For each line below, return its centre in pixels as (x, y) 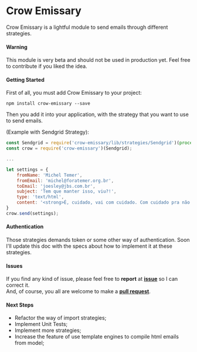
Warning (17, 47)
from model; (29, 343)
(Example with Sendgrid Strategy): (47, 132)
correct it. (18, 285)
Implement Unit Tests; (41, 324)
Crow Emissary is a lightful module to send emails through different (87, 27)
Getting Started (26, 79)
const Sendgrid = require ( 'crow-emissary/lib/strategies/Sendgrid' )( (93, 143)
